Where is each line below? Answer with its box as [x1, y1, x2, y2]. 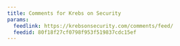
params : [7, 16, 30, 23]
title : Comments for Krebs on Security [7, 9, 122, 17]
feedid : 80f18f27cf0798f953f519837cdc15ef [13, 28, 137, 36]
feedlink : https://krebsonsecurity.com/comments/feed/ [13, 22, 174, 29]
